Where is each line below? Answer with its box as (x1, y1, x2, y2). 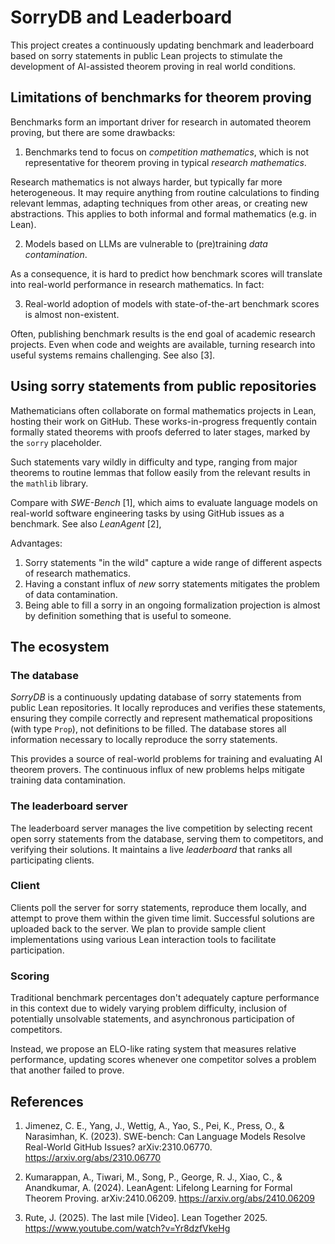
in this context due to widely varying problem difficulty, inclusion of (10, 1002, 288, 1015)
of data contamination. (24, 588, 118, 600)
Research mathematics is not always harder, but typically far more (10, 176, 283, 188)
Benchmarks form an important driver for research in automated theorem (10, 116, 312, 128)
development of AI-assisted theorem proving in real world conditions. (10, 60, 297, 72)
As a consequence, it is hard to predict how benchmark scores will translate (10, 267, 323, 280)
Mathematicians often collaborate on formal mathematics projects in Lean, (10, 404, 317, 416)
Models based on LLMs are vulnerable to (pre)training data (24, 237, 268, 250)
